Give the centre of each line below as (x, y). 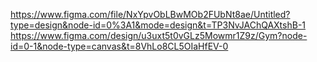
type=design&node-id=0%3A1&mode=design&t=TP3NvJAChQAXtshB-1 (158, 25)
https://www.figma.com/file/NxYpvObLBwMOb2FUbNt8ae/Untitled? (150, 14)
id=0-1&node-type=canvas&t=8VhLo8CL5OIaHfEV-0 (119, 46)
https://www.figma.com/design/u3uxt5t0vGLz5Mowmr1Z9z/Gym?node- (159, 35)
